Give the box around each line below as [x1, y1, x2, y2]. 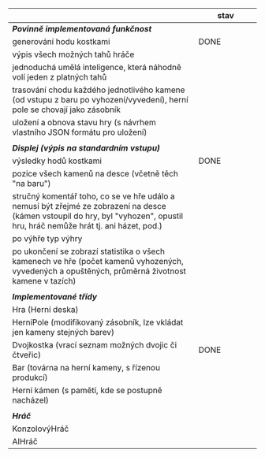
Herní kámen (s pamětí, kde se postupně [12, 385, 162, 396]
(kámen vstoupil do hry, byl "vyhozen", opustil [12, 210, 184, 221]
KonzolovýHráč [12, 423, 69, 434]
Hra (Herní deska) [12, 304, 79, 314]
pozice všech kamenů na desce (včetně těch [12, 169, 179, 179]
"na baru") [12, 178, 51, 188]
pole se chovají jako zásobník [12, 104, 121, 115]
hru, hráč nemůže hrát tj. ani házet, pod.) [12, 221, 163, 231]
